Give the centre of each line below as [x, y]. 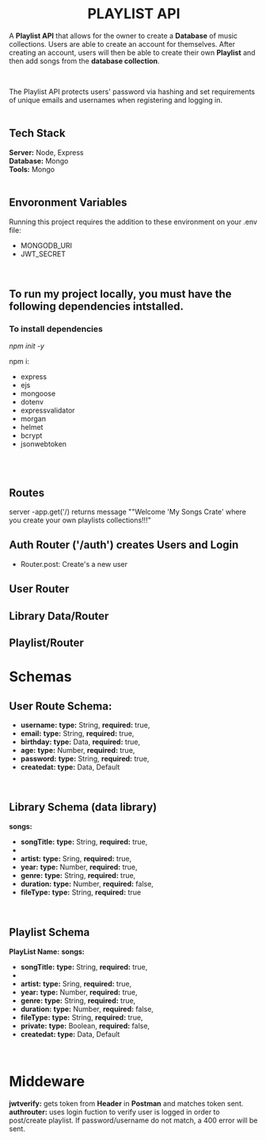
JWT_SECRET [43, 253]
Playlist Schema [49, 932]
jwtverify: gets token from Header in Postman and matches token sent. [126, 1103]
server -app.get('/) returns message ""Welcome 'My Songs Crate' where [127, 512]
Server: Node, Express [46, 152]
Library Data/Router [59, 616]
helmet [32, 427]
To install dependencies [56, 329]
